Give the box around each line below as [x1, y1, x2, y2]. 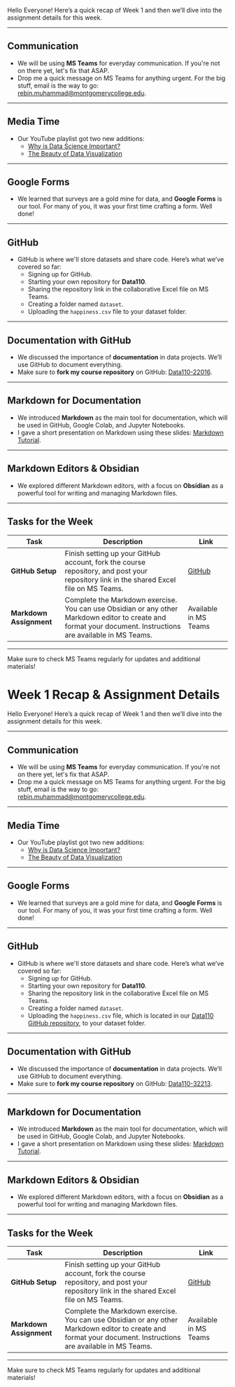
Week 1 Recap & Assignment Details [7, 686, 220, 703]
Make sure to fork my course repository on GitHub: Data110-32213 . [17, 1079, 213, 1087]
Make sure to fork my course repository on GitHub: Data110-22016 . [17, 368, 213, 376]
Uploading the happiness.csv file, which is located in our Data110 [27, 1011, 214, 1020]
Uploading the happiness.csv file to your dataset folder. [27, 307, 187, 316]
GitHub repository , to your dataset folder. [27, 1018, 146, 1027]
